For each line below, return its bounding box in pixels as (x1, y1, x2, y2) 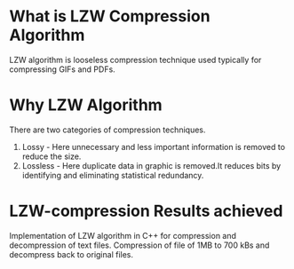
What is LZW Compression (9, 6, 211, 27)
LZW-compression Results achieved (9, 202, 283, 221)
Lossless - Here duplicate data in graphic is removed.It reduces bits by (21, 160, 282, 170)
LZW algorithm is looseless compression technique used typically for (9, 54, 262, 65)
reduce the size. (21, 151, 82, 162)
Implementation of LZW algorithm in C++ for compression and (9, 230, 237, 241)
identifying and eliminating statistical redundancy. (21, 170, 204, 180)
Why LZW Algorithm (9, 95, 163, 115)
